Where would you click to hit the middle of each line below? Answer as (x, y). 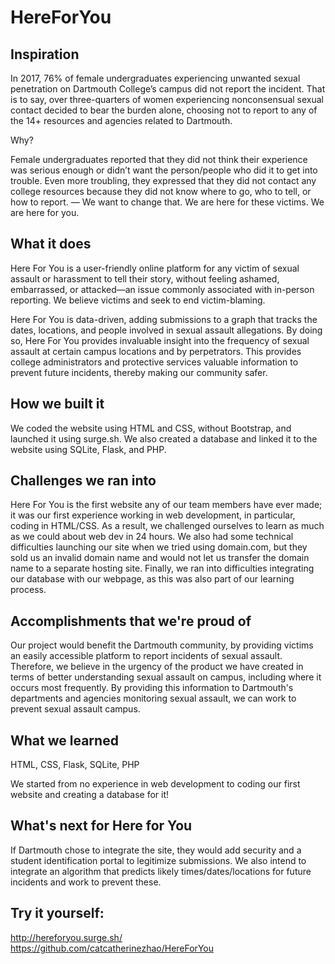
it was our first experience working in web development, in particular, (153, 515)
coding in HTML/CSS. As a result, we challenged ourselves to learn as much (167, 526)
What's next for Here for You (101, 826)
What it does (51, 244)
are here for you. (45, 212)
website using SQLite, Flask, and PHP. (88, 449)
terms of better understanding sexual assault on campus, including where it (166, 677)
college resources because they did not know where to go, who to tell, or (161, 191)
